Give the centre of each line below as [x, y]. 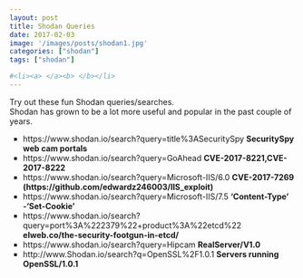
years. [21, 121]
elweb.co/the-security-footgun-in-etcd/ [101, 235]
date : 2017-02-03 [42, 34]
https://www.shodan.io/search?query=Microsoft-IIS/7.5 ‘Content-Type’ [156, 197]
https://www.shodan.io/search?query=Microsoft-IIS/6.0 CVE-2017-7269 [158, 177]
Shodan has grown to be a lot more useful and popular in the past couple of [151, 111]
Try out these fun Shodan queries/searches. [92, 101]
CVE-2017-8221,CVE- [245, 158]
